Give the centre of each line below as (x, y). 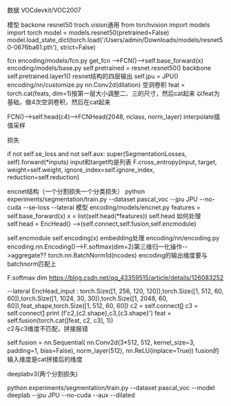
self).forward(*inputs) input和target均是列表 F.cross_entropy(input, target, (112, 162)
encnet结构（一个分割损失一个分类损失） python (76, 191)
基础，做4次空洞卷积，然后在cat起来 (59, 102)
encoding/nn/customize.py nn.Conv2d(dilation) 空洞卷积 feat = (96, 85)
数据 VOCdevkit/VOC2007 (44, 10)
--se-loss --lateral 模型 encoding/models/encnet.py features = (112, 207)
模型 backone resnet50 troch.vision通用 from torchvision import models (109, 25)
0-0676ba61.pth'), (33, 47)
